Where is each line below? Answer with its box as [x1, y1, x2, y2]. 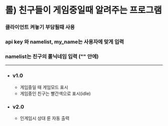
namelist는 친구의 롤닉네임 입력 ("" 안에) [5, 53, 99, 60]
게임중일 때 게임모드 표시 [19, 84, 68, 90]
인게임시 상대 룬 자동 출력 [19, 115, 70, 121]
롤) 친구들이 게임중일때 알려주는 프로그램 [5, 4, 162, 16]
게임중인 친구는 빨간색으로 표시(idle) [19, 90, 91, 96]
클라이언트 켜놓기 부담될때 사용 [5, 23, 75, 30]
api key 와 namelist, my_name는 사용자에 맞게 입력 [5, 38, 124, 45]
